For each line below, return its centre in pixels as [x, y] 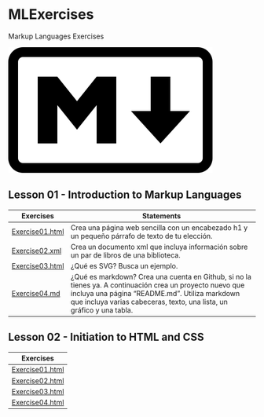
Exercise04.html [38, 403]
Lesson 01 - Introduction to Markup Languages [125, 195]
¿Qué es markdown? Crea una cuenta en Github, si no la [161, 277]
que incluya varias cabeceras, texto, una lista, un [149, 302]
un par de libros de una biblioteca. [125, 255]
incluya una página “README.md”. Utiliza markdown [155, 294]
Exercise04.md [36, 294]
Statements [161, 216]
